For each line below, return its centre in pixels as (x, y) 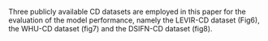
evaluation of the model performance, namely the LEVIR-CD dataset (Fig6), (134, 20)
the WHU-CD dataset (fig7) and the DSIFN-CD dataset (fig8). (110, 29)
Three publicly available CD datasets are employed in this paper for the (127, 12)
